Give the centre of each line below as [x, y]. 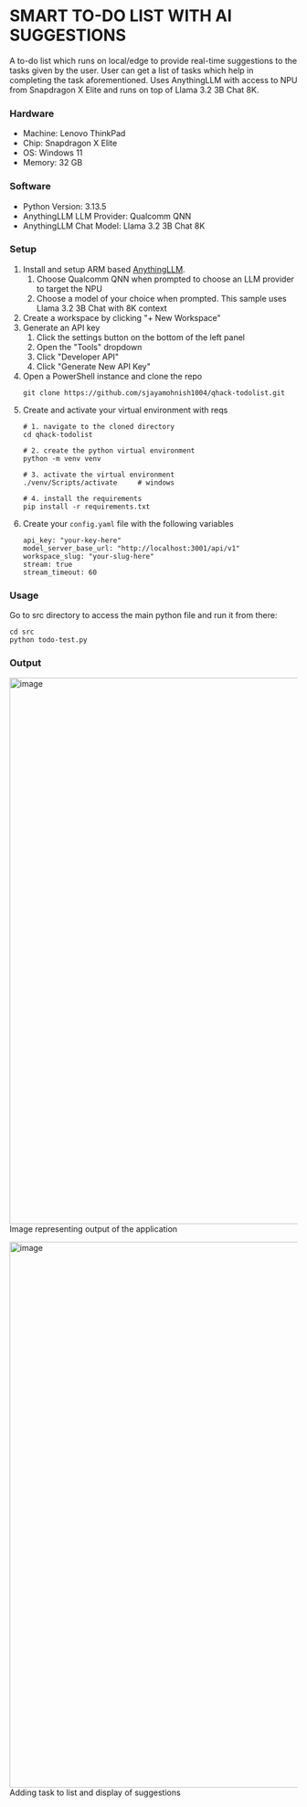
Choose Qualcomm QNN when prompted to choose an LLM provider [165, 279]
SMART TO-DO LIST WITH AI [121, 16]
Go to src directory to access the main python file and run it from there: [143, 615]
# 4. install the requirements [82, 498]
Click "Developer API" [78, 357]
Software [31, 187]
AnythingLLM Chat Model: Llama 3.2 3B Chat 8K [114, 226]
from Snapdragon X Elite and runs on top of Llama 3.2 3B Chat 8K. [134, 90]
